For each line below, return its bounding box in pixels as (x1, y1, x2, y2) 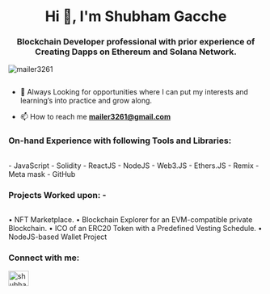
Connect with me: (8, 252, 80, 263)
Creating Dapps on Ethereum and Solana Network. (35, 46, 237, 57)
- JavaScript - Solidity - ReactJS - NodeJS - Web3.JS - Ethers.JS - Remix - (8, 161, 259, 170)
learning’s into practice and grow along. (19, 96, 152, 106)
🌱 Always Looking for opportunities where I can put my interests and (19, 87, 249, 97)
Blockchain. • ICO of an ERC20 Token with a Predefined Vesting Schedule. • (8, 224, 263, 233)
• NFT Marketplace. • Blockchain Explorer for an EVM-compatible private (8, 215, 253, 225)
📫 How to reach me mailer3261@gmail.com (19, 112, 171, 122)
